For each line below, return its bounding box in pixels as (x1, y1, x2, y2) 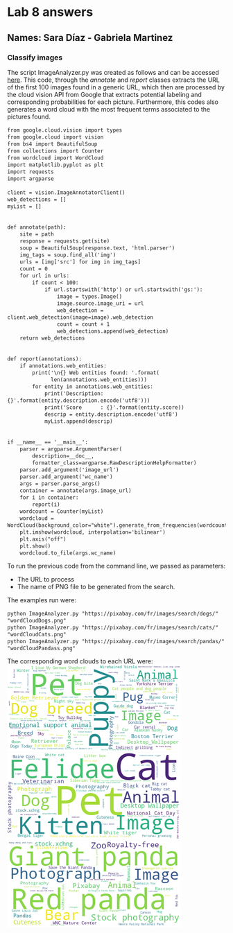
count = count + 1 (56, 320, 110, 328)
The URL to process (17, 575, 75, 583)
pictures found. (7, 112, 51, 121)
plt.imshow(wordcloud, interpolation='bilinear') (19, 528, 166, 536)
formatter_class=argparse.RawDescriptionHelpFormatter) (32, 459, 197, 466)
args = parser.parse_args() (19, 480, 101, 487)
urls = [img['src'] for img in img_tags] (19, 258, 141, 265)
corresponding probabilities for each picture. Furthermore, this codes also (7, 98, 218, 106)
